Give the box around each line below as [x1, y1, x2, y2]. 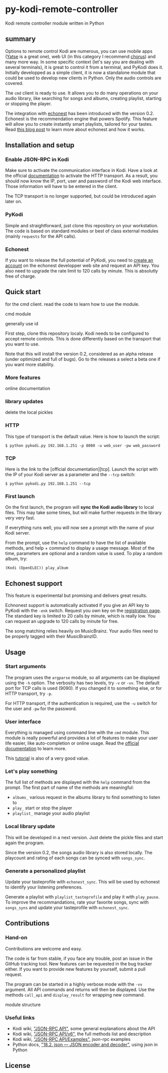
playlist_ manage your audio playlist [12, 811, 90, 817]
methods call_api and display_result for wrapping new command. [5, 992, 145, 998]
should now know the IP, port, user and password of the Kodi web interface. [5, 178, 162, 184]
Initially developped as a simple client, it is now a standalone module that [5, 69, 155, 75]
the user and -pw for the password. [5, 705, 77, 711]
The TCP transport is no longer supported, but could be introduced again [5, 193, 156, 199]
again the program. [5, 840, 45, 846]
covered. [5, 80, 24, 86]
